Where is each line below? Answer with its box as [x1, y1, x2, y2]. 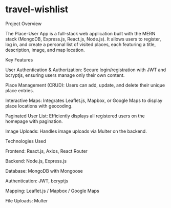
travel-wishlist [5, 4, 69, 15]
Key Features [5, 56, 33, 63]
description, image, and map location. [5, 47, 85, 53]
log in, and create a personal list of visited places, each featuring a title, [5, 41, 156, 47]
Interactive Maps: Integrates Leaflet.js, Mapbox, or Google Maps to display [5, 97, 163, 103]
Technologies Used [5, 138, 46, 144]
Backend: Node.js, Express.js [5, 158, 67, 164]
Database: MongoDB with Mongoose [5, 168, 83, 174]
